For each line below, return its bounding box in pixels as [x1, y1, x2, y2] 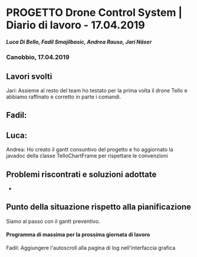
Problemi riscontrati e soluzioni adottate [6, 169, 157, 179]
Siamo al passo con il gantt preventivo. [6, 218, 100, 225]
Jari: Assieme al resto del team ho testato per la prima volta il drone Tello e [6, 87, 188, 94]
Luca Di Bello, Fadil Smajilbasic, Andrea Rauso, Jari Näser [6, 38, 152, 45]
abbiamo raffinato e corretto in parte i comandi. [6, 93, 121, 100]
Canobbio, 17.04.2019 [6, 53, 70, 61]
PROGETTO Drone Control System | [6, 6, 183, 19]
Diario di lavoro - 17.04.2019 [6, 18, 146, 32]
